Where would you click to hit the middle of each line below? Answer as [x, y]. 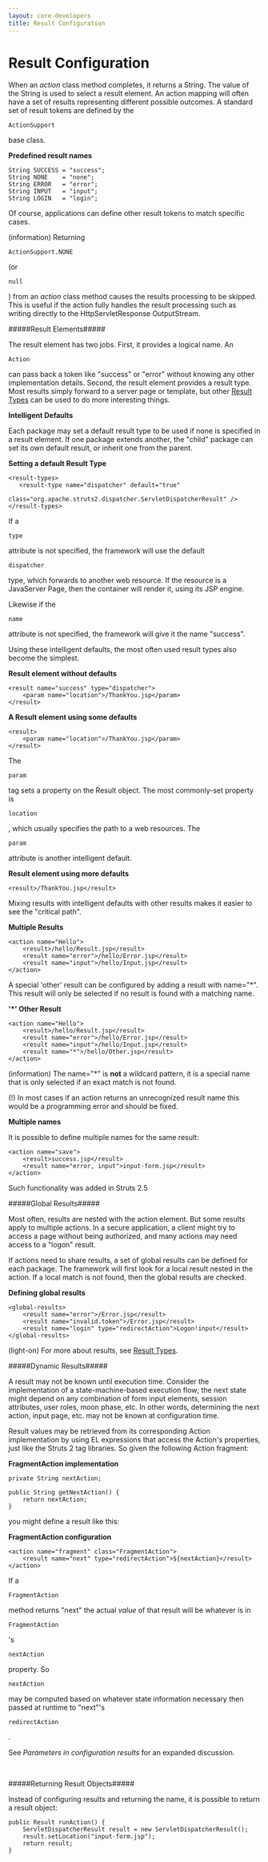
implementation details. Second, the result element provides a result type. [130, 383]
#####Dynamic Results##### [58, 1366]
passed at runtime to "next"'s [57, 1708]
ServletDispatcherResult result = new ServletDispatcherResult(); [136, 1830]
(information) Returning [47, 237]
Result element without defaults [63, 674]
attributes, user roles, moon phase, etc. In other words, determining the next [134, 1407]
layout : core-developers [50, 16]
